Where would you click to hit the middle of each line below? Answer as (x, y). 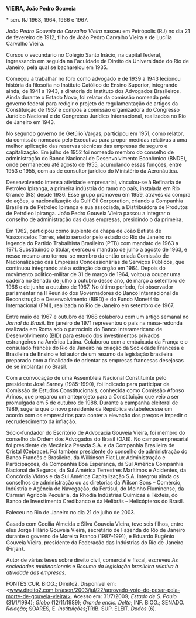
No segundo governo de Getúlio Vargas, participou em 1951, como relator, (95, 133)
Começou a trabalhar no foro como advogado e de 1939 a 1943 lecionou (93, 79)
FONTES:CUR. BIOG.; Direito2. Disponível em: (61, 584)
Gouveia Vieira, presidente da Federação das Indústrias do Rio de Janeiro (95, 543)
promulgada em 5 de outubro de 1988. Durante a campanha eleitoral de (92, 403)
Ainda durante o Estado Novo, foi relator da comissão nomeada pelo (88, 97)
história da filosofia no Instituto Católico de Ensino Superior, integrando (92, 85)
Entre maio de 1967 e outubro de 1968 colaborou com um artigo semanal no (97, 317)
